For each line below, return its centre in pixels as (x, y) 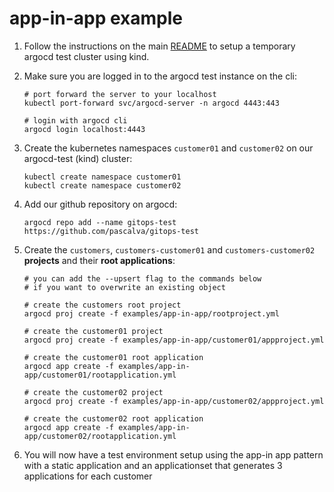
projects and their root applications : (99, 260)
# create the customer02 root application (113, 418)
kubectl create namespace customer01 (102, 177)
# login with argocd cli (75, 120)
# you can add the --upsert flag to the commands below (142, 278)
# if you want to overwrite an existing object (124, 287)
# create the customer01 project (93, 331)
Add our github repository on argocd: (100, 204)
